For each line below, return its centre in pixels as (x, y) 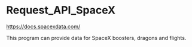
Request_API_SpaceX (61, 10)
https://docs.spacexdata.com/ (43, 26)
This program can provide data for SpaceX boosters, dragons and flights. (96, 38)
